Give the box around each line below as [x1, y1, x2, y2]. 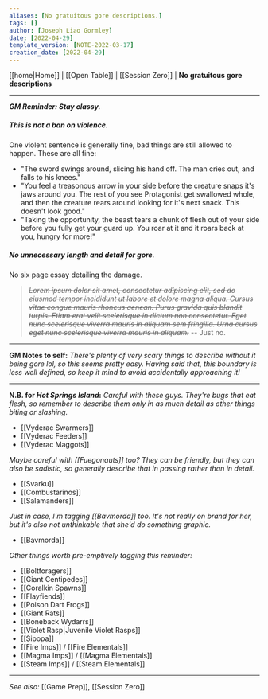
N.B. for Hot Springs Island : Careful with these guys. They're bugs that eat [9, 390, 257, 400]
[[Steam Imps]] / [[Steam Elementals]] [20, 658, 146, 669]
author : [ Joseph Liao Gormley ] [9, 26, 113, 34]
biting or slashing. [9, 407, 68, 416]
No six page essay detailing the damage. [9, 270, 142, 279]
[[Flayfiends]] [20, 591, 66, 601]
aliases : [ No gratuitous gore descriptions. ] [9, 11, 162, 20]
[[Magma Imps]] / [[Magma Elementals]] [20, 650, 153, 660]
